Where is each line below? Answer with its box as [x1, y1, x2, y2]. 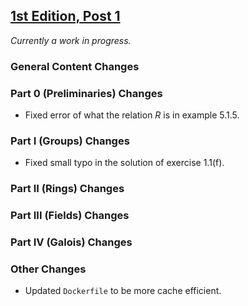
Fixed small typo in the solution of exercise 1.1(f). [24, 157, 225, 169]
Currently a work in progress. [10, 34, 132, 46]
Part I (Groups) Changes [10, 134, 130, 148]
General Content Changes [10, 59, 140, 73]
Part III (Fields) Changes [10, 209, 130, 223]
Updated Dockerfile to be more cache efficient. [24, 285, 222, 297]
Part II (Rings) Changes [10, 182, 125, 196]
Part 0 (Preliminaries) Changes [10, 86, 163, 100]
